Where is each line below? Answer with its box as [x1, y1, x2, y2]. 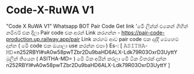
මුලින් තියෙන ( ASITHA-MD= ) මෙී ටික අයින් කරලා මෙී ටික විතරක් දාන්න [6, 55, 167, 62]
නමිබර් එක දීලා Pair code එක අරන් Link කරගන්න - [6, 29, 120, 36]
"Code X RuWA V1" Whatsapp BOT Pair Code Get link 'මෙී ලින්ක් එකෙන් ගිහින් [6, 23, 188, 29]
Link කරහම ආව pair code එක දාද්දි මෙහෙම [81, 35, 179, 42]
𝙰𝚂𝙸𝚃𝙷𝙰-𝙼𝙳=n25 [123, 42, 148, 49]
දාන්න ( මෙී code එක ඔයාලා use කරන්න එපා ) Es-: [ [6, 42, 123, 49]
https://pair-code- [121, 29, 165, 36]
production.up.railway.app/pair [6, 35, 81, 42]
